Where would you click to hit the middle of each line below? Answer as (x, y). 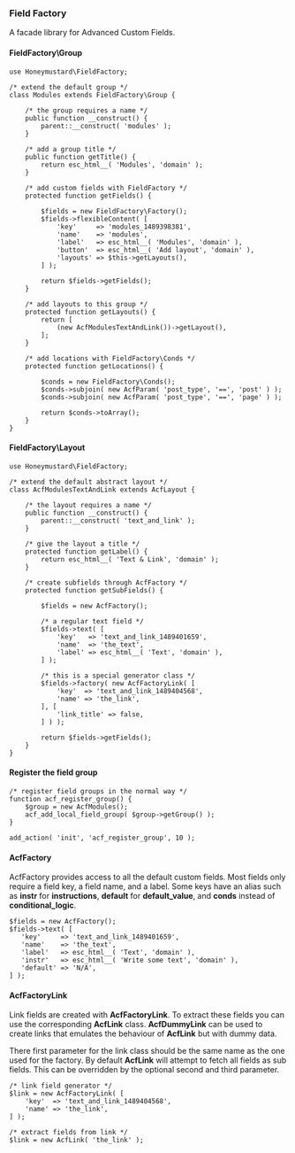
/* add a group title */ (71, 149)
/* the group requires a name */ (87, 110)
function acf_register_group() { (71, 799)
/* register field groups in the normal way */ (98, 791)
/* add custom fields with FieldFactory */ (106, 188)
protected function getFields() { (88, 196)
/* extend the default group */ (68, 87)
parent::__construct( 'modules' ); (106, 126)
